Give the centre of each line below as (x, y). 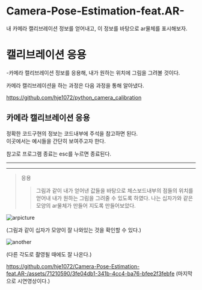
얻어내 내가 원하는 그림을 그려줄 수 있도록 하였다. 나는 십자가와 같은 (115, 198)
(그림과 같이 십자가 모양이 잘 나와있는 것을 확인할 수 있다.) (74, 230)
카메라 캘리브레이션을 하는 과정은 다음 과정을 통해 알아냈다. (75, 85)
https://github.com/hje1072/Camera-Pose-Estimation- (73, 266)
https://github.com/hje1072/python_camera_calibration (74, 97)
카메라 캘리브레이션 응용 (48, 118)
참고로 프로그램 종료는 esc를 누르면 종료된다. (59, 154)
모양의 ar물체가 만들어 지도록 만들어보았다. (86, 205)
